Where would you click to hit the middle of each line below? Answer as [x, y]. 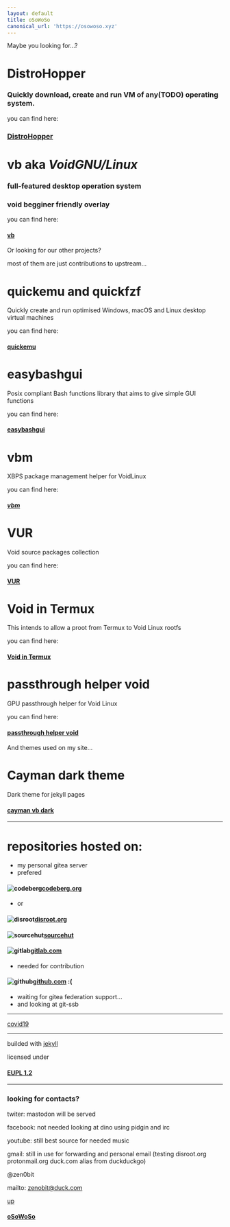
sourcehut [59, 935]
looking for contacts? [43, 1099]
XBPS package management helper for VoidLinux [77, 476]
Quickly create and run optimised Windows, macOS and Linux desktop [107, 310]
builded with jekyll [33, 1044]
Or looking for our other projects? [54, 250]
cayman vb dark [31, 810]
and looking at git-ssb [48, 1004]
